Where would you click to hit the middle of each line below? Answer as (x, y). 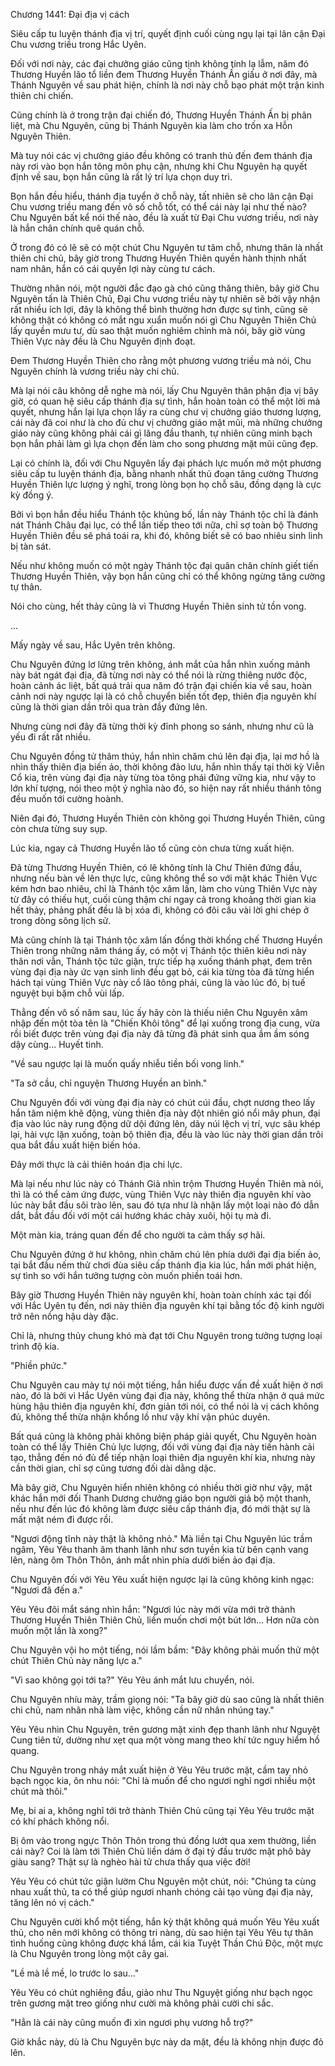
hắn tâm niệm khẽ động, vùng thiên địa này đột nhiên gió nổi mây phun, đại (165, 1113)
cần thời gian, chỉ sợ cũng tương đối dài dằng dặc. (113, 1468)
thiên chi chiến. (42, 95)
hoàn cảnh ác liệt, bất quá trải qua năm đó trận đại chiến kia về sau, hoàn (161, 685)
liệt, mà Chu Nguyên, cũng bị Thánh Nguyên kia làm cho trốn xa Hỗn (151, 125)
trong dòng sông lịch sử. (61, 920)
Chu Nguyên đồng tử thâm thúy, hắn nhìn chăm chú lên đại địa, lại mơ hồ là (165, 756)
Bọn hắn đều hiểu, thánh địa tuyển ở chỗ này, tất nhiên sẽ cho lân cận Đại (162, 196)
